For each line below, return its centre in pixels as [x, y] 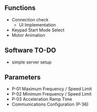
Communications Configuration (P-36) [50, 104]
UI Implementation [37, 25]
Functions [20, 8]
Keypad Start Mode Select [38, 30]
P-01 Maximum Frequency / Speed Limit [52, 89]
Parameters [23, 77]
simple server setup [31, 62]
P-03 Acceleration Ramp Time [42, 99]
